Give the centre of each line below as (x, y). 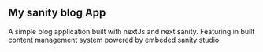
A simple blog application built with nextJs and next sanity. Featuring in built (131, 31)
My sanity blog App (57, 13)
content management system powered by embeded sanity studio (114, 40)
